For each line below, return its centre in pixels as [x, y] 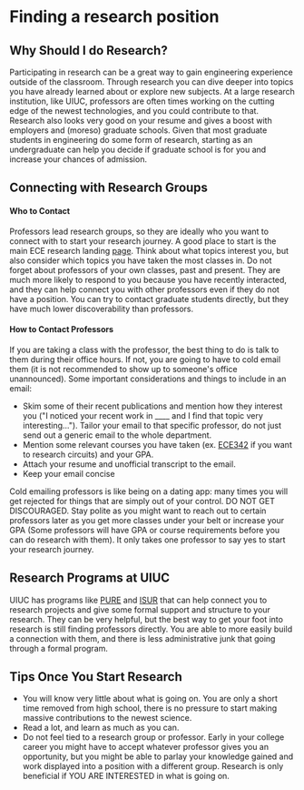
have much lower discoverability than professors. [101, 309]
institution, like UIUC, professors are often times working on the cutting [142, 101]
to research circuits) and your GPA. [88, 454]
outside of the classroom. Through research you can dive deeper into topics [152, 82]
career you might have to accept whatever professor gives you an [146, 747]
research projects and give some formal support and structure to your [140, 609]
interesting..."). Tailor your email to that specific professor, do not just [152, 425]
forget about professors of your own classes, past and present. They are [145, 269]
